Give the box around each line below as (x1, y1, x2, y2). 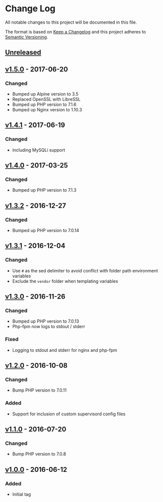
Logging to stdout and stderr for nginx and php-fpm (12, 347, 117, 353)
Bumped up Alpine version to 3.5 (12, 91, 79, 97)
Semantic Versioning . (5, 34, 48, 40)
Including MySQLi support (12, 147, 65, 153)
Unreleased (5, 48, 42, 57)
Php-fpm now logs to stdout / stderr (12, 324, 85, 330)
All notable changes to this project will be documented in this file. (5, 19, 137, 25)
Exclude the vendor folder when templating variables (12, 278, 118, 284)
